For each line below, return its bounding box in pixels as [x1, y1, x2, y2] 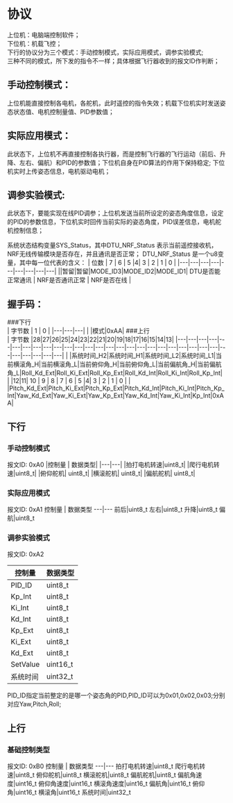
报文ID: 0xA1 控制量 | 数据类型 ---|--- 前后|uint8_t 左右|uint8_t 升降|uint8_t [7, 505, 218, 514]
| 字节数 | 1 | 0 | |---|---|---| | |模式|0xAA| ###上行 [7, 327, 150, 335]
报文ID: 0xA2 [7, 550, 44, 558]
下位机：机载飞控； [7, 39, 62, 47]
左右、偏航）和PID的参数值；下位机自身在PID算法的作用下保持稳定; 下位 [19, 158, 225, 167]
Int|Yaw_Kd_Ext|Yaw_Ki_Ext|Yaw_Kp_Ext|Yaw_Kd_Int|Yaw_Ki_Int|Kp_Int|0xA [7, 391, 224, 400]
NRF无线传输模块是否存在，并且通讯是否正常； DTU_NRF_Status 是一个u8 [7, 250, 218, 258]
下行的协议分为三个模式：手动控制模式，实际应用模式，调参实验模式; [7, 48, 204, 56]
